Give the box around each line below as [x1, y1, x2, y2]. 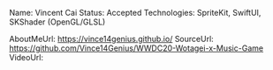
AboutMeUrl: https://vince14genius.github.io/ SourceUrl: [9, 34, 214, 44]
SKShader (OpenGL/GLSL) [9, 17, 106, 27]
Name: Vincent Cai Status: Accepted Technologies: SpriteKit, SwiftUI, [9, 8, 262, 17]
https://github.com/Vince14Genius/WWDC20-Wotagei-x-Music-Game [9, 43, 263, 53]
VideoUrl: [9, 52, 44, 62]
